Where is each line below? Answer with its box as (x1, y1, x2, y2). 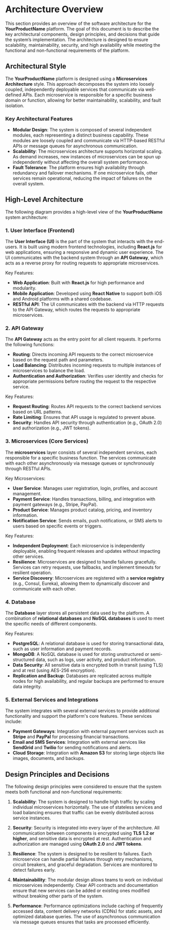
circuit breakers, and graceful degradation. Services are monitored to (12, 861, 158, 868)
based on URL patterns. (12, 409, 62, 415)
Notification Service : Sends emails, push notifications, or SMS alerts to (12, 517, 162, 523)
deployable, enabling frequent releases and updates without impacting (12, 548, 161, 554)
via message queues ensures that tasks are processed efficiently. (12, 919, 150, 925)
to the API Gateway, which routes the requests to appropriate (12, 307, 141, 313)
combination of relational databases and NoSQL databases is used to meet (5, 615, 164, 621)
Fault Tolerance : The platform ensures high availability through (12, 164, 145, 171)
